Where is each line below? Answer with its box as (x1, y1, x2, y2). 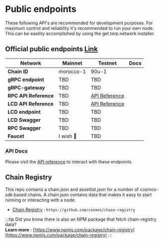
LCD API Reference (7, 100, 54, 107)
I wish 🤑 (59, 133, 77, 140)
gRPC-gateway (7, 84, 45, 91)
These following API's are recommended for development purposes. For (5, 20, 153, 26)
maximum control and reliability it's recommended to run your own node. (5, 25, 154, 31)
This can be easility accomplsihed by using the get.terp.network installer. (5, 30, 155, 36)
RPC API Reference (7, 92, 54, 99)
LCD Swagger (7, 116, 41, 123)
